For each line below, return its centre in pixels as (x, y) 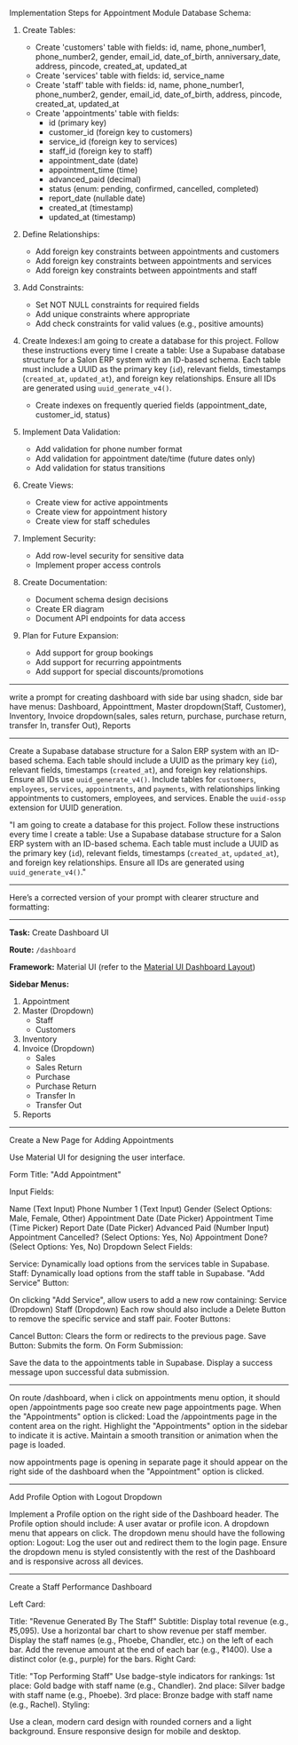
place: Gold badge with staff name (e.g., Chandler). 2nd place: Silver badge (147, 1686)
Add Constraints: (53, 287)
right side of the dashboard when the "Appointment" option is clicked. (137, 1471)
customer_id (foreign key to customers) (121, 132)
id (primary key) (78, 123)
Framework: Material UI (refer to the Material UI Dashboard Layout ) (132, 967)
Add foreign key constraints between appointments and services (153, 261)
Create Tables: (49, 30)
